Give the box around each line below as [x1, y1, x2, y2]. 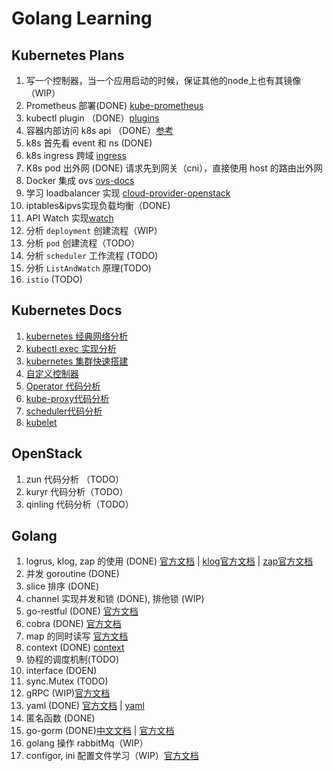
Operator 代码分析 [25, 380, 101, 392]
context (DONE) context [25, 642, 125, 654]
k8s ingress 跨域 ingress [25, 150, 127, 161]
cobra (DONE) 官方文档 [25, 618, 122, 630]
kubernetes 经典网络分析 [25, 330, 129, 342]
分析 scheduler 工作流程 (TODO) [25, 250, 159, 261]
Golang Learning [11, 7, 153, 30]
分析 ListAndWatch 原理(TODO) [25, 262, 152, 274]
